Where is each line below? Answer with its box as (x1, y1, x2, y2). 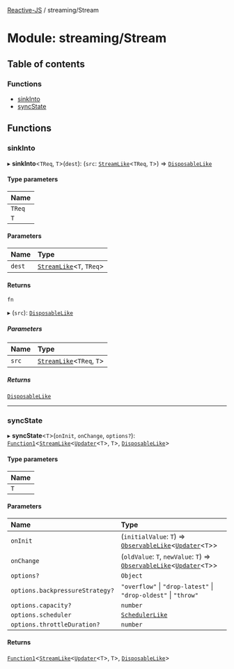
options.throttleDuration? (10, 620, 100, 629)
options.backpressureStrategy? (10, 586, 115, 594)
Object (120, 571, 143, 580)
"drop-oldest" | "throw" (120, 589, 198, 599)
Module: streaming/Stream (7, 31, 167, 46)
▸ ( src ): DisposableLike (7, 308, 73, 317)
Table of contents (7, 58, 85, 70)
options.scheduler (10, 610, 72, 619)
